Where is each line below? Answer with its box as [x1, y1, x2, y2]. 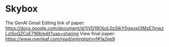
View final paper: [79, 30, 115, 36]
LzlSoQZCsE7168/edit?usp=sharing [5, 30, 79, 36]
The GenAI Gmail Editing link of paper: [5, 20, 85, 26]
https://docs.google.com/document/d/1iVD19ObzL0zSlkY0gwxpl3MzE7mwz [5, 25, 164, 31]
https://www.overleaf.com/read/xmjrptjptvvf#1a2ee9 [5, 36, 115, 42]
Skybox [5, 3, 38, 15]
